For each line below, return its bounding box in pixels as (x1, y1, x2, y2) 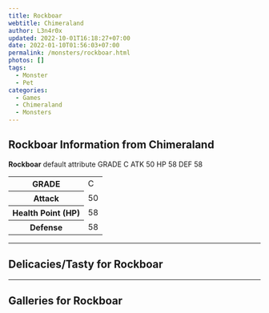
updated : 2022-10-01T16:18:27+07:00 (8, 34, 130, 42)
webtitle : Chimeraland (8, 19, 84, 27)
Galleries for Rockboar (8, 294, 122, 308)
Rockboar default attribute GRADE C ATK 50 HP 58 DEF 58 (8, 159, 203, 169)
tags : (8, 64, 26, 72)
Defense (29, 222, 63, 233)
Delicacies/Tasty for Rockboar (8, 258, 163, 271)
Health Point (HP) (12, 207, 80, 219)
